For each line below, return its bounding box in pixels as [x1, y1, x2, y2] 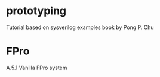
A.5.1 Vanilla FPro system [6, 64, 67, 71]
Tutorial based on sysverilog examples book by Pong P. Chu [6, 24, 154, 31]
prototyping [6, 4, 67, 18]
